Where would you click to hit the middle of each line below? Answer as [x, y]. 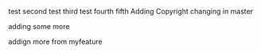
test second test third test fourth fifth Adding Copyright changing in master [130, 11]
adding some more [39, 26]
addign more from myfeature [55, 41]
